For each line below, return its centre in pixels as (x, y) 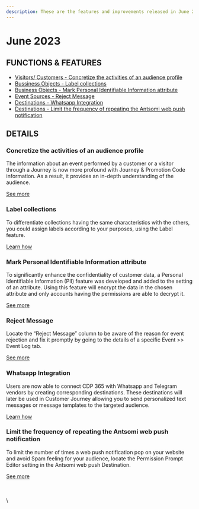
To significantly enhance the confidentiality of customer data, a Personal (95, 274)
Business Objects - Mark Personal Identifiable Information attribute (96, 90)
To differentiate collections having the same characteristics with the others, (98, 222)
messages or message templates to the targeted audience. (78, 405)
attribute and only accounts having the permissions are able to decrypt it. (96, 293)
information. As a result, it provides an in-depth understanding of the (90, 176)
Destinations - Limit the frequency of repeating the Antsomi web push (100, 109)
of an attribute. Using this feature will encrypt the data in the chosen (89, 287)
